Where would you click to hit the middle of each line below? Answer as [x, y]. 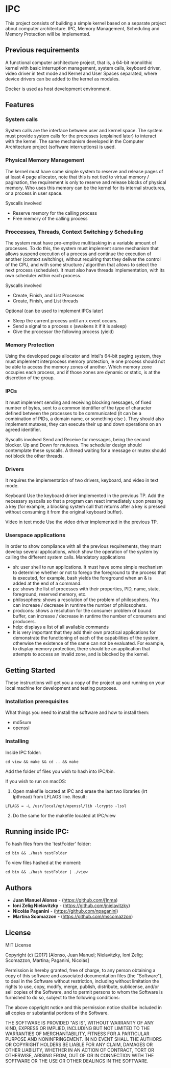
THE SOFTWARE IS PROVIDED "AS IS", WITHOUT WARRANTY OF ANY [80, 1023]
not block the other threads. [34, 456]
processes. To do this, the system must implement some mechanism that [82, 249]
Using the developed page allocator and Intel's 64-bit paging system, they [83, 356]
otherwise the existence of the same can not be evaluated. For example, [89, 643]
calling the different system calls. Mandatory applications [66, 557]
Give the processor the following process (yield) [63, 332]
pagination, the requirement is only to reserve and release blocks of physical [86, 182]
